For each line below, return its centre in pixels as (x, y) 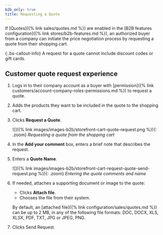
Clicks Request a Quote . (37, 120)
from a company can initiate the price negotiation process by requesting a (79, 38)
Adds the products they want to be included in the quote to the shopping (85, 105)
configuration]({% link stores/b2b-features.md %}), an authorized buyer (78, 33)
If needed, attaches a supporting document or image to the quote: (79, 183)
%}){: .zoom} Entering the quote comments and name (92, 174)
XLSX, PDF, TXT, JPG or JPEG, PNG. (49, 218)
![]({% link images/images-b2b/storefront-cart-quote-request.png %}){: (84, 130)
